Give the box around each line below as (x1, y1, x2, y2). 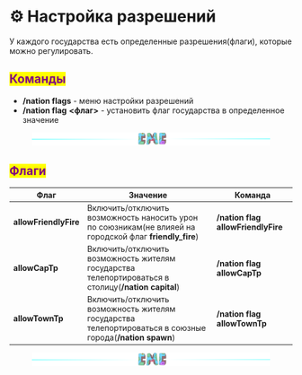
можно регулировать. (9, 45, 93, 56)
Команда (235, 189, 271, 200)
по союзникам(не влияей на (86, 222, 196, 232)
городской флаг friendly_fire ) (86, 231, 200, 241)
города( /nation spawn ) (86, 332, 175, 343)
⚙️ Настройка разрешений (9, 6, 217, 27)
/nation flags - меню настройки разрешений (22, 95, 194, 106)
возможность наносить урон (86, 212, 199, 222)
